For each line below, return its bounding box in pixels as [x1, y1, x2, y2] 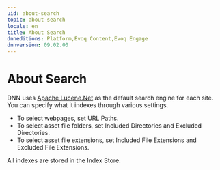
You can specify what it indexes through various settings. [7, 100, 169, 109]
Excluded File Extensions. [16, 143, 90, 151]
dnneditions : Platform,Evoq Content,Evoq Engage [7, 36, 148, 42]
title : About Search [7, 29, 66, 36]
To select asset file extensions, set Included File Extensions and [16, 136, 197, 144]
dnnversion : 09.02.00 [7, 42, 69, 48]
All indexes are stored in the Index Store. [7, 156, 121, 165]
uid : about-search [7, 10, 59, 17]
